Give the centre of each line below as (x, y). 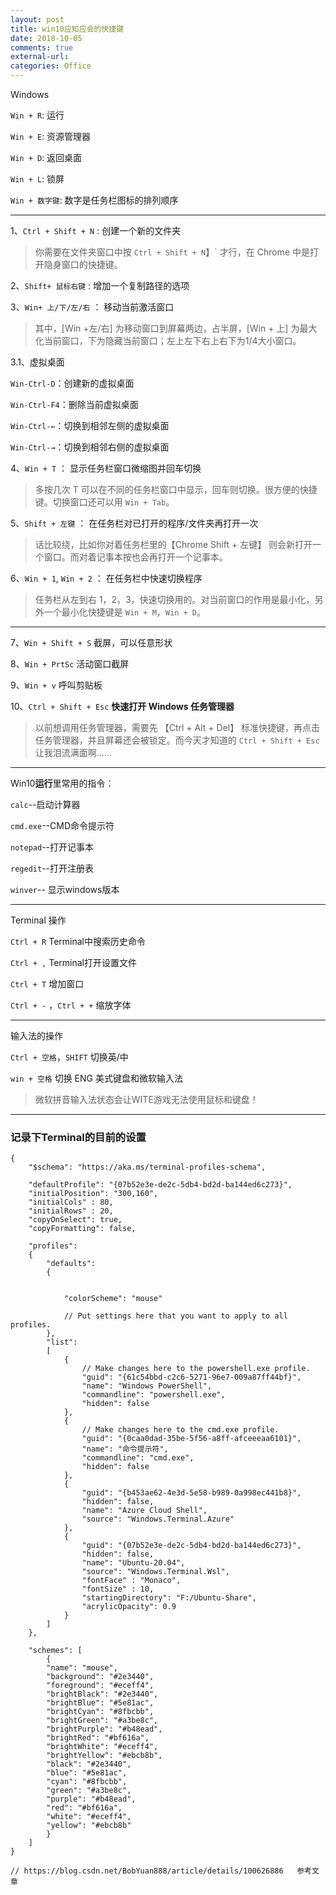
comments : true (42, 47)
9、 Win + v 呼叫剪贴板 (56, 685)
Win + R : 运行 (37, 115)
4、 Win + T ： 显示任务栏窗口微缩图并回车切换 (106, 468)
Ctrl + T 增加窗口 (47, 984)
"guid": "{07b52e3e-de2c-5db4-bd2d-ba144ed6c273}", (191, 1546)
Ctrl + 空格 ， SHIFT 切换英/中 (69, 1057)
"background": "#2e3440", (100, 1677)
